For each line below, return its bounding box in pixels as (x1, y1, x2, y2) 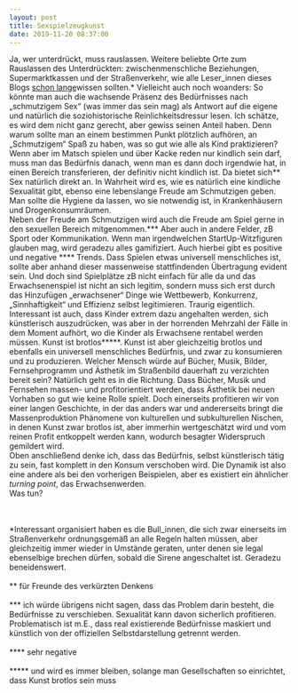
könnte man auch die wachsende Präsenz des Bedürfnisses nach (9, 92, 248, 102)
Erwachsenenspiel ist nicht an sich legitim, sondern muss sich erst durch (9, 281, 276, 291)
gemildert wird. (9, 441, 65, 451)
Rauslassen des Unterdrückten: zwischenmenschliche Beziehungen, (9, 63, 260, 74)
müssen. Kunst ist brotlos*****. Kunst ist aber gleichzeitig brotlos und (9, 337, 263, 347)
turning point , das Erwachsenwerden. (9, 479, 146, 490)
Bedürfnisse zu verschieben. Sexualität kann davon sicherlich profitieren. (9, 609, 277, 620)
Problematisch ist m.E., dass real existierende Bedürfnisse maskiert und (9, 618, 271, 629)
